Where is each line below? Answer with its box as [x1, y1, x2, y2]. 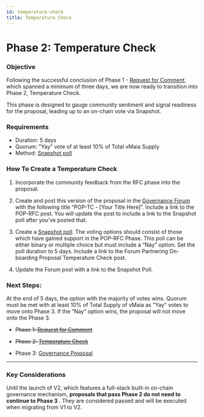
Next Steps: [6, 281, 42, 289]
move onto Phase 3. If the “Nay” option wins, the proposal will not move [6, 307, 186, 315]
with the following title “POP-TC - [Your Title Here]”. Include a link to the [15, 203, 194, 211]
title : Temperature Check [6, 15, 72, 21]
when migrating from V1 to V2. [6, 404, 83, 411]
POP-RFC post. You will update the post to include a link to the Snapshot [15, 209, 197, 217]
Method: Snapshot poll [15, 150, 72, 157]
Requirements [6, 122, 49, 131]
